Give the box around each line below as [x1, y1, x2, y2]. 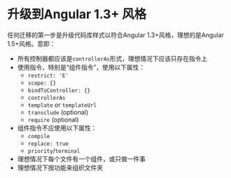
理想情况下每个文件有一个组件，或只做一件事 [17, 154, 146, 163]
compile [27, 133, 50, 140]
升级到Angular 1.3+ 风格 [7, 6, 147, 22]
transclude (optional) [27, 107, 89, 116]
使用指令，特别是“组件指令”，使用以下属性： [17, 63, 145, 71]
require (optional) [27, 115, 79, 124]
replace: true [27, 140, 69, 147]
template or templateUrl [27, 101, 97, 109]
